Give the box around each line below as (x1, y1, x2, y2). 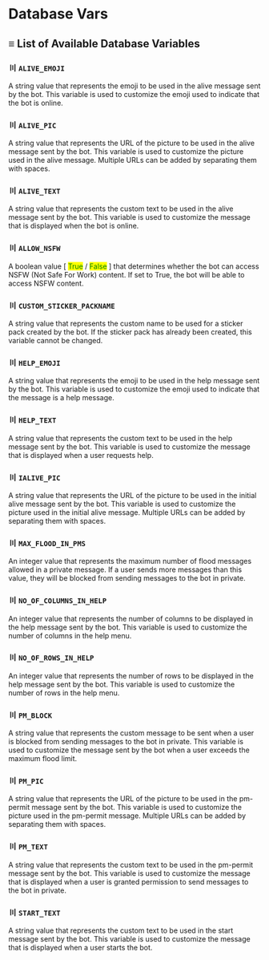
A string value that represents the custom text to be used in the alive (8, 204, 234, 213)
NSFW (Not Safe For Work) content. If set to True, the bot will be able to (8, 269, 246, 279)
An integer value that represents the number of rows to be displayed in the (8, 670, 254, 680)
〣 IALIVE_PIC (8, 472, 61, 483)
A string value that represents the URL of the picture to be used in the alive (8, 138, 255, 148)
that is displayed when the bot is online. (8, 221, 139, 231)
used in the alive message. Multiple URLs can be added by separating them (8, 156, 258, 165)
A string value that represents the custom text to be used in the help (8, 433, 233, 443)
